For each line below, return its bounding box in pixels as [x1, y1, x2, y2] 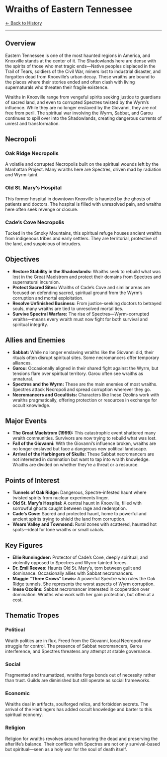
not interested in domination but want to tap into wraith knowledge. [12, 456, 150, 462]
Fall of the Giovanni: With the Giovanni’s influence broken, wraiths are [12, 440, 157, 446]
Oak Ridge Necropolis [5, 150, 59, 157]
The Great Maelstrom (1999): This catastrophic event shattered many [12, 430, 156, 436]
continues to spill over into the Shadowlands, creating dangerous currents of [5, 115, 162, 121]
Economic [5, 690, 30, 697]
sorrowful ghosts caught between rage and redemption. [12, 505, 127, 511]
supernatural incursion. [12, 279, 60, 285]
